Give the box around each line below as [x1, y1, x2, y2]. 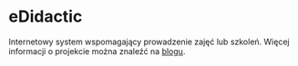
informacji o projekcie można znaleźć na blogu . [8, 45, 186, 56]
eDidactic [8, 6, 83, 27]
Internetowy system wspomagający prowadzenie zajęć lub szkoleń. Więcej [8, 36, 290, 47]
